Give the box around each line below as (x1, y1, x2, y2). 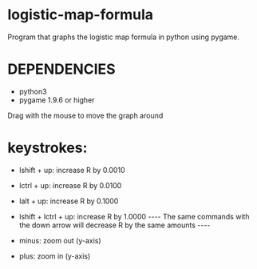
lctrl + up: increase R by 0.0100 (18, 180, 122, 190)
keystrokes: (7, 139, 88, 157)
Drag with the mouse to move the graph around (7, 110, 164, 120)
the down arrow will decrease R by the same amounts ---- (18, 220, 211, 230)
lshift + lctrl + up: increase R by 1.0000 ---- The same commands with (18, 211, 250, 221)
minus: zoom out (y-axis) (18, 235, 101, 245)
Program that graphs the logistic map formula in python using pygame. (7, 32, 240, 42)
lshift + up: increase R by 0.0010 (18, 165, 125, 175)
